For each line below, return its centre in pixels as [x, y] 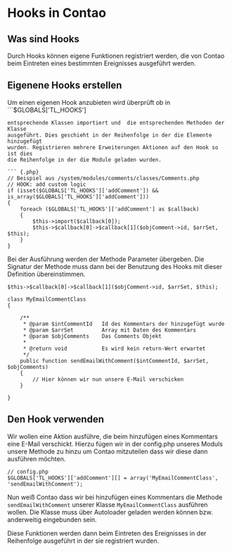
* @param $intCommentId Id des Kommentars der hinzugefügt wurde [124, 324]
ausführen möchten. [37, 458]
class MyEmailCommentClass [47, 299]
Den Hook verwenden [56, 419]
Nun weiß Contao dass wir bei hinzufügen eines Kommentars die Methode [115, 497]
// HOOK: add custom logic [47, 184]
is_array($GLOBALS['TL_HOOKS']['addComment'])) [78, 196]
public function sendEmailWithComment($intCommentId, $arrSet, [115, 360]
